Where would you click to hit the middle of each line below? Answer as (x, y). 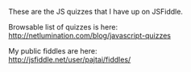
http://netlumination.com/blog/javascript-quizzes (90, 36)
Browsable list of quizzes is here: (63, 27)
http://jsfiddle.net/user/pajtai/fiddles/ (70, 60)
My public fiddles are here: (53, 51)
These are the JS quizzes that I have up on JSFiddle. (96, 12)
